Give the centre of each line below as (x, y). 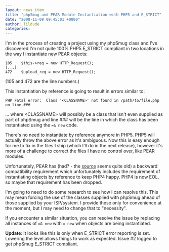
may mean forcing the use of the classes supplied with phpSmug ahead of (83, 197)
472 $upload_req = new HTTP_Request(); (51, 72)
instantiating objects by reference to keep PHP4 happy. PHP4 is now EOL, (82, 177)
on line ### (18, 105)
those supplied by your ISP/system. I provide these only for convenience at (83, 203)
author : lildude (22, 24)
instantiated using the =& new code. (42, 125)
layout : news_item (25, 10)
